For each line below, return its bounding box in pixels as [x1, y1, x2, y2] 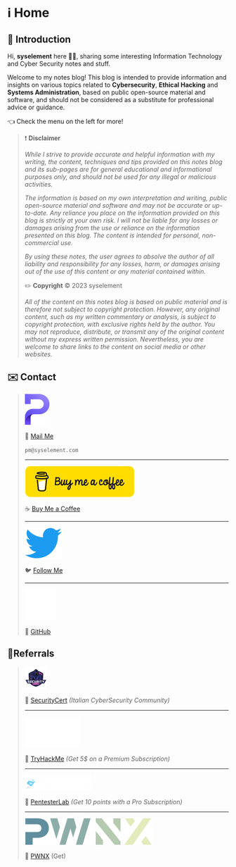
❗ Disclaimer [24, 134, 61, 142]
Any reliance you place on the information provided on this [49, 208, 220, 217]
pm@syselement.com [24, 447, 79, 454]
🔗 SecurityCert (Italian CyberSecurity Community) [24, 696, 170, 704]
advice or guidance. [7, 103, 65, 111]
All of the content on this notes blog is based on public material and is [24, 298, 228, 306]
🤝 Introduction [7, 33, 72, 45]
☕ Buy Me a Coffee [24, 504, 81, 513]
